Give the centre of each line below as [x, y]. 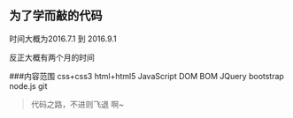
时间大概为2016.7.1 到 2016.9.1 [63, 39]
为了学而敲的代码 [56, 16]
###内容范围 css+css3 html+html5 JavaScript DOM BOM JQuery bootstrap [147, 76]
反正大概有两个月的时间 [52, 57]
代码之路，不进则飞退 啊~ [77, 104]
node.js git [28, 85]
